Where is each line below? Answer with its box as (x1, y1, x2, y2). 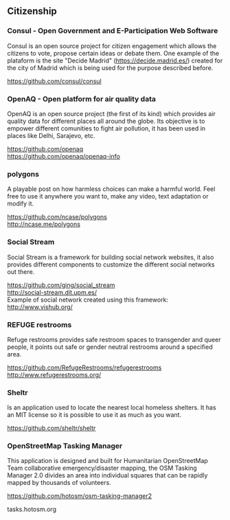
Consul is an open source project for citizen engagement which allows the (7, 41, 217, 50)
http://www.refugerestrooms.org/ (7, 370, 102, 378)
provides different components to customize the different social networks (7, 260, 215, 269)
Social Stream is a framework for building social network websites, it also (7, 253, 214, 261)
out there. (7, 267, 35, 275)
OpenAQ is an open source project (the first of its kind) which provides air (7, 109, 216, 117)
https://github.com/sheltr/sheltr (7, 424, 96, 432)
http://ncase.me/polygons (7, 220, 81, 229)
